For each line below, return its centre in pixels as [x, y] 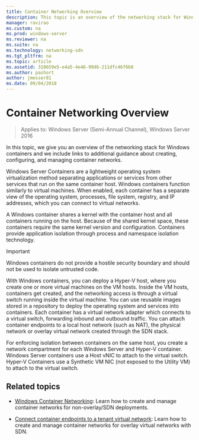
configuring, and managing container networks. [64, 160]
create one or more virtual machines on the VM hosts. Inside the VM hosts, [97, 287]
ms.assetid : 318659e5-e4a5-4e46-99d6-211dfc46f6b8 [70, 67]
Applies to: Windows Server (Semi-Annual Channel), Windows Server [105, 129]
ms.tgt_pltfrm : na [29, 56]
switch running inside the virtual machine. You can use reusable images [94, 299]
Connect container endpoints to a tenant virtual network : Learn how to [100, 419]
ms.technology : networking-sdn [45, 51]
